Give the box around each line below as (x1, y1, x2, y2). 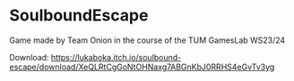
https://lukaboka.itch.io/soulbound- (50, 52, 182, 62)
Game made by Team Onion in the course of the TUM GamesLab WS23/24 (9, 35, 286, 45)
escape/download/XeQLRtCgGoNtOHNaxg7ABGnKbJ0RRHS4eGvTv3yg (9, 61, 275, 72)
